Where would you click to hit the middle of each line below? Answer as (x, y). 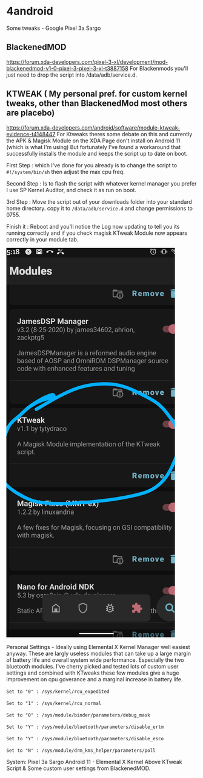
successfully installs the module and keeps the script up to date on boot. (97, 153)
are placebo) (31, 113)
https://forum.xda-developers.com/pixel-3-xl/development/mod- (87, 61)
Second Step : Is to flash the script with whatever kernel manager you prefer (101, 183)
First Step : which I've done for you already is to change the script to (92, 165)
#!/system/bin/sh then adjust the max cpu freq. (66, 172)
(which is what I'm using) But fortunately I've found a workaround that (93, 147)
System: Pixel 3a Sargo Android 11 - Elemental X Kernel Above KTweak (94, 762)
